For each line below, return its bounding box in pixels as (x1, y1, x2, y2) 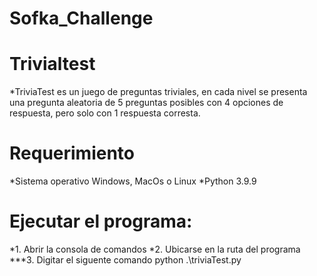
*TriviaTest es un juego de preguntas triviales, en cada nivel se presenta (9, 86, 308, 98)
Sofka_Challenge (9, 7, 154, 30)
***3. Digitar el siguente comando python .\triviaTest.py (9, 254, 242, 266)
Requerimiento (9, 142, 136, 165)
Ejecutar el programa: (9, 210, 193, 233)
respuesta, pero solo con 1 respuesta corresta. (9, 107, 201, 119)
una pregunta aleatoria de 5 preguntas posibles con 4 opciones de (9, 97, 284, 109)
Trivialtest (9, 53, 96, 76)
